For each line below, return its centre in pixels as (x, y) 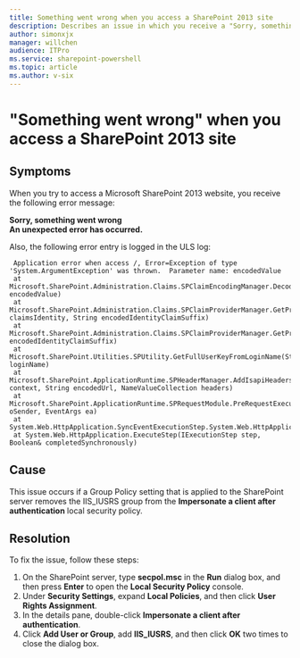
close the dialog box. (61, 644)
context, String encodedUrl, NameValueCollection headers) (121, 388)
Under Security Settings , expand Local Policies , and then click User (149, 596)
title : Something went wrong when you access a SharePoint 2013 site (142, 17)
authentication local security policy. (76, 511)
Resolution (40, 538)
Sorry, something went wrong (66, 220)
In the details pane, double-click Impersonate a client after (131, 615)
